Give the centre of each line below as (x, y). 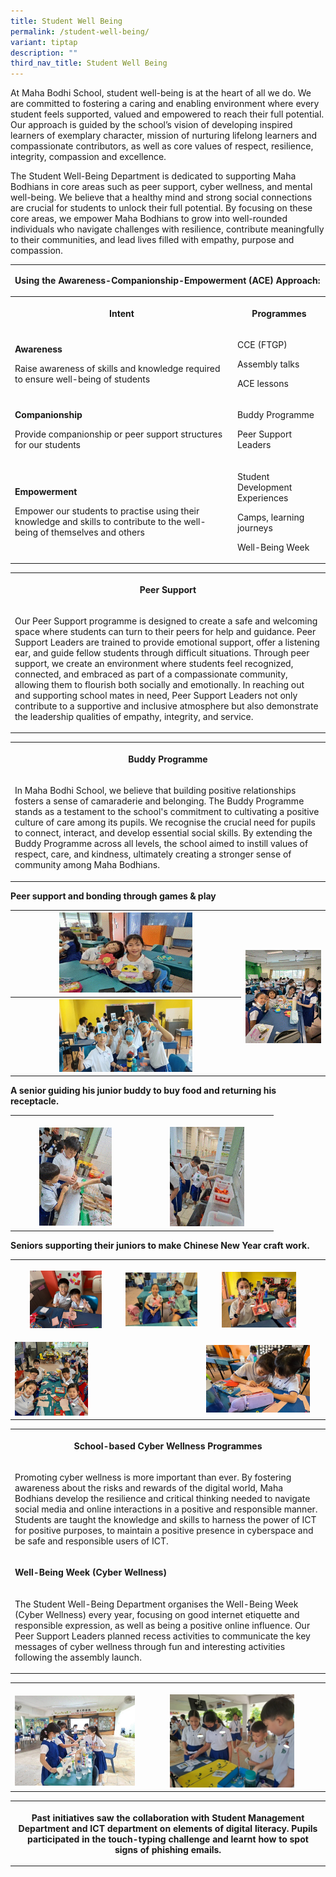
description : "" (44, 53)
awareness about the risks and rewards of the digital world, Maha (149, 1488)
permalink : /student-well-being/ (80, 31)
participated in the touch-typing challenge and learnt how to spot (168, 1839)
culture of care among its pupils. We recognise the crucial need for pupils (165, 822)
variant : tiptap (44, 42)
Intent (122, 313)
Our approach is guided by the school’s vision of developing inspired (151, 125)
